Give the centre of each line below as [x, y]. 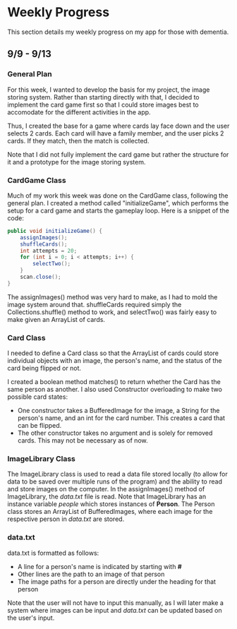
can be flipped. [39, 426]
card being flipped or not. [44, 369]
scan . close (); [41, 277]
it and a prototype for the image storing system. [77, 162]
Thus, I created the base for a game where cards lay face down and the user [119, 126]
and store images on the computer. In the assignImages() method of [106, 489]
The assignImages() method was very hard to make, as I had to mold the [113, 296]
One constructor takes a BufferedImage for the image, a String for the [119, 411]
